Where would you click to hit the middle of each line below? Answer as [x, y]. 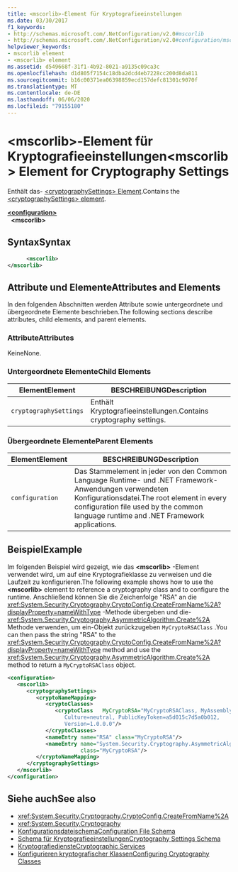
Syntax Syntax [39, 242]
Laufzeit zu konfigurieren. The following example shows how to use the [110, 582]
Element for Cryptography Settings [124, 172]
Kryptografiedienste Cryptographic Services [81, 846]
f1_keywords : [27, 27]
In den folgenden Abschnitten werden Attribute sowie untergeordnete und [115, 304]
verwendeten [146, 489]
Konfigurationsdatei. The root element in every [150, 498]
